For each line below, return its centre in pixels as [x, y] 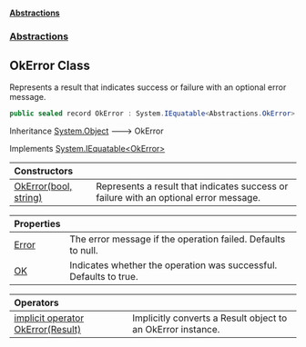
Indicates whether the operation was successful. [173, 265]
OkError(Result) [48, 330]
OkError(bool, [43, 186]
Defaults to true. [104, 277]
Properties [37, 224]
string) [28, 198]
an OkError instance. [176, 330]
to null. [84, 251]
